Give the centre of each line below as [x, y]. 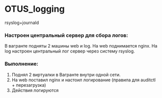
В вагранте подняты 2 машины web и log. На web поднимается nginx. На [81, 46]
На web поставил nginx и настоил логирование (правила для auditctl [83, 80]
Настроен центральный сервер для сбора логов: [67, 35]
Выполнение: [22, 64]
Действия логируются [35, 90]
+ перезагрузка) [29, 85]
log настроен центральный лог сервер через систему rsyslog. [70, 51]
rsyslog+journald [22, 23]
